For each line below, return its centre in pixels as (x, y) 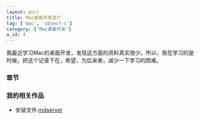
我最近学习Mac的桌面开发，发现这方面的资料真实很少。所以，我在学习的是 (100, 53)
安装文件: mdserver (39, 110)
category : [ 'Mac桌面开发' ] (39, 29)
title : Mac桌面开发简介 (34, 18)
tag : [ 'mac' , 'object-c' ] (39, 23)
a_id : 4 (16, 35)
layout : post (23, 12)
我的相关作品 (25, 95)
